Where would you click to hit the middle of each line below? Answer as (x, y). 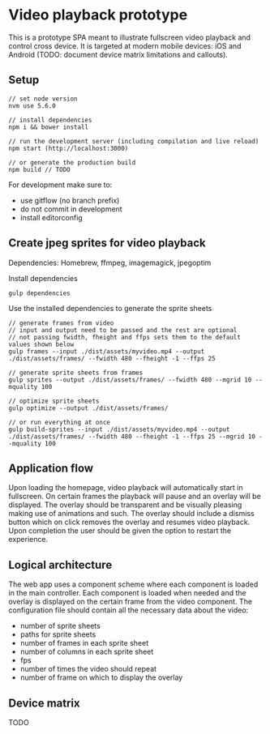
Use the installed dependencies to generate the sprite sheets (110, 308)
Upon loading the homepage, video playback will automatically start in (126, 488)
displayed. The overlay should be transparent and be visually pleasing (125, 505)
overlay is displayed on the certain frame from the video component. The (131, 602)
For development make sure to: (60, 185)
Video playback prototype (98, 15)
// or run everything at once (60, 422)
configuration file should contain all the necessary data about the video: (129, 610)
